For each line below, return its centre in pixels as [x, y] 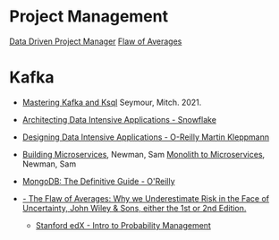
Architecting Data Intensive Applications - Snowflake [119, 119]
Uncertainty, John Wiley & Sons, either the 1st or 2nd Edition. [134, 208]
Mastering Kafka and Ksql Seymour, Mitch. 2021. [112, 102]
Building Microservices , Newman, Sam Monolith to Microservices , [144, 154]
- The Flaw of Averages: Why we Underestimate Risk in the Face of [146, 198]
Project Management [89, 17]
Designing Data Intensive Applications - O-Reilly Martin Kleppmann [146, 137]
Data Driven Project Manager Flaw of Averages [96, 41]
